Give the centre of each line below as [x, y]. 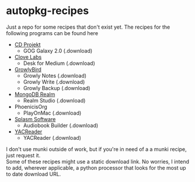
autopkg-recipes [48, 11]
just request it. [23, 155]
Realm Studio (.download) [54, 100]
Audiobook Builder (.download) [61, 125]
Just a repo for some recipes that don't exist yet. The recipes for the [88, 27]
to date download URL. [34, 174]
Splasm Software [35, 119]
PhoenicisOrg [31, 107]
